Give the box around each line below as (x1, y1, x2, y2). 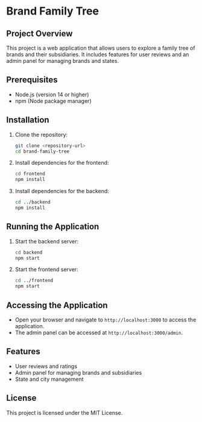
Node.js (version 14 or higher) (14, 91, 89, 98)
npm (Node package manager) (14, 97, 92, 104)
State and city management (14, 375, 84, 383)
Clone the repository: (14, 131, 68, 138)
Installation (6, 115, 49, 125)
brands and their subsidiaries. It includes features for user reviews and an (6, 51, 189, 58)
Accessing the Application (6, 300, 108, 310)
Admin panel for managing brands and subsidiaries (14, 369, 142, 376)
